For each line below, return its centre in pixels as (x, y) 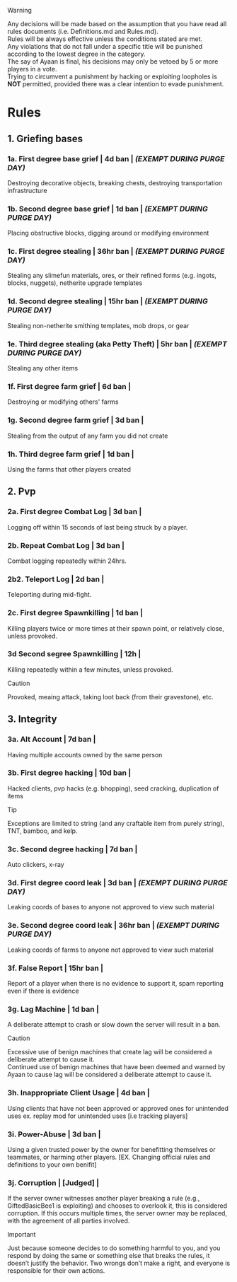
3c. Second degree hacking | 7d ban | (73, 849)
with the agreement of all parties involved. (69, 1221)
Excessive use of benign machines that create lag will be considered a (110, 1052)
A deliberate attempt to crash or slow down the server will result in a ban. (114, 1025)
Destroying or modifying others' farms (63, 402)
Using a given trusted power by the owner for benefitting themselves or (111, 1149)
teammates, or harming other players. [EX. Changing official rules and (109, 1157)
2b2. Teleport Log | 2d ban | (56, 579)
